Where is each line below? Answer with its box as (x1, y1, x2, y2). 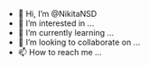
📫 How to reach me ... (17, 47, 102, 57)
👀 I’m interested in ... (17, 18, 95, 29)
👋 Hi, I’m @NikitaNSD (17, 9, 98, 19)
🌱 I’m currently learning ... (17, 28, 115, 37)
